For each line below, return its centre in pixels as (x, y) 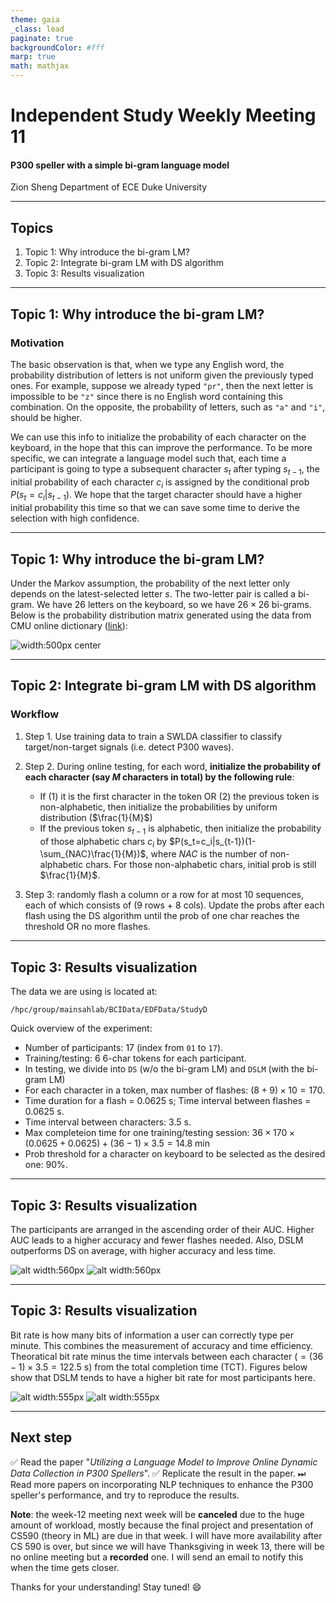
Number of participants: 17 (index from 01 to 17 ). (124, 1048)
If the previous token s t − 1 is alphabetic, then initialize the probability (180, 829)
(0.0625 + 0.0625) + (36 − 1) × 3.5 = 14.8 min (117, 1143)
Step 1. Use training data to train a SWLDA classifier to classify (153, 736)
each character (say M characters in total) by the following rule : (159, 777)
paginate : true (42, 38)
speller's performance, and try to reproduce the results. (125, 1495)
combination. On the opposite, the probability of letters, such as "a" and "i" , (168, 407)
